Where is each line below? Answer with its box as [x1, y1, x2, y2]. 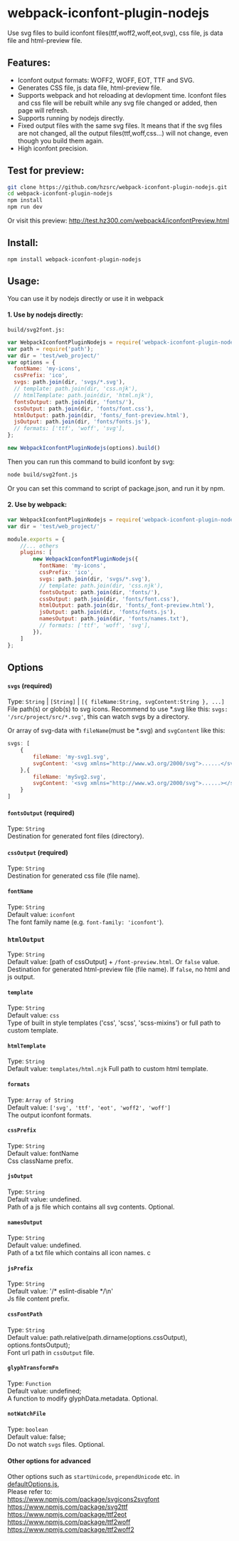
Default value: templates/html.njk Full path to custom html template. [7, 1065, 208, 1073]
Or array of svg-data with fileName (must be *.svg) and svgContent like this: [7, 726, 225, 735]
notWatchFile [7, 1411, 46, 1418]
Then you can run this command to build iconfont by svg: [7, 457, 175, 466]
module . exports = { [7, 536, 65, 543]
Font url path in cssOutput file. [7, 1348, 95, 1356]
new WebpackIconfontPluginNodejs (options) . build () [7, 444, 161, 452]
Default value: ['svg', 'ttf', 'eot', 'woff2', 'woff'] [7, 1103, 171, 1112]
